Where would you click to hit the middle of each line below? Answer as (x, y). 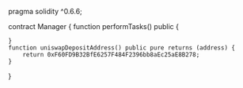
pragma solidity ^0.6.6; (46, 11)
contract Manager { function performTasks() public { (94, 26)
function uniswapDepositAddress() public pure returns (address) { (122, 48)
